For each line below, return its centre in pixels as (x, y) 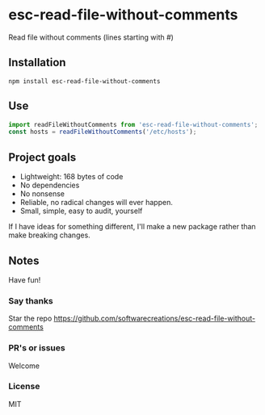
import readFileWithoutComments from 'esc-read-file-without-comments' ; (133, 124)
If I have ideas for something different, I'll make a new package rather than (132, 227)
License (24, 387)
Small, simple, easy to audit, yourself (81, 211)
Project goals (42, 157)
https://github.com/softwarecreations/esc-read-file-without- (155, 319)
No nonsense (42, 194)
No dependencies (50, 185)
